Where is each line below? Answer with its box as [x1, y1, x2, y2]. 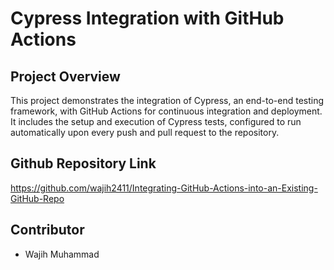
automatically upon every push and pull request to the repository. [10, 127, 280, 138]
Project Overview [10, 68, 121, 85]
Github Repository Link [10, 155, 157, 172]
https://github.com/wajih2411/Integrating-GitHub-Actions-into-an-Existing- [10, 182, 318, 194]
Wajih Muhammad [24, 248, 100, 260]
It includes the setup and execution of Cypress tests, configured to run [10, 116, 302, 127]
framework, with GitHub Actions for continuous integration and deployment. [10, 105, 323, 117]
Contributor [10, 222, 85, 239]
